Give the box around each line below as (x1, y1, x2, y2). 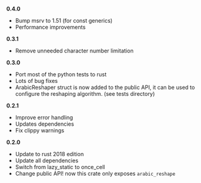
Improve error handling (15, 114, 73, 121)
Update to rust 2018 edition (15, 151, 84, 157)
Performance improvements (15, 24, 86, 30)
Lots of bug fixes (15, 77, 58, 84)
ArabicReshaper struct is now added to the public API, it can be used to (15, 84, 196, 91)
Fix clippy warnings (15, 127, 65, 134)
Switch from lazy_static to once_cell (15, 163, 105, 170)
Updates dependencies (15, 120, 75, 127)
